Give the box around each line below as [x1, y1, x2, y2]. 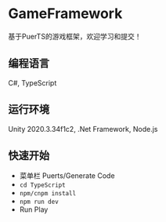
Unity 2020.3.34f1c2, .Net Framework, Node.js [8, 124, 158, 133]
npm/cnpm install [19, 190, 77, 198]
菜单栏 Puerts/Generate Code [19, 171, 115, 180]
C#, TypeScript [8, 78, 57, 87]
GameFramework [8, 5, 123, 23]
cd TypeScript [19, 181, 66, 189]
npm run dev [19, 198, 59, 206]
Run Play [19, 205, 49, 214]
